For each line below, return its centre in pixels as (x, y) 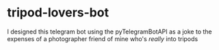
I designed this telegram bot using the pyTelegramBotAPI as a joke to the (109, 32)
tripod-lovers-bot (58, 13)
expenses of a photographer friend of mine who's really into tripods (103, 38)
